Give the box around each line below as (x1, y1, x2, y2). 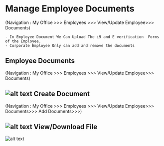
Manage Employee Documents (5, 3, 135, 14)
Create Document (33, 90, 90, 98)
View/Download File (33, 123, 98, 131)
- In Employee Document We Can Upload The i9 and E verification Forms (5, 34, 160, 39)
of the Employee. (5, 38, 41, 44)
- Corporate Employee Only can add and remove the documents (5, 43, 135, 48)
